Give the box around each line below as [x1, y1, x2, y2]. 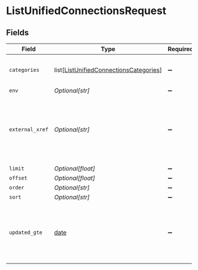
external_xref [9, 126, 49, 133]
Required [167, 45, 194, 53]
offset [9, 175, 28, 181]
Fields [6, 28, 29, 38]
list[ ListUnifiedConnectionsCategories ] [54, 66, 162, 74]
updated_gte [9, 229, 43, 236]
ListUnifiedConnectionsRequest [6, 4, 167, 18]
